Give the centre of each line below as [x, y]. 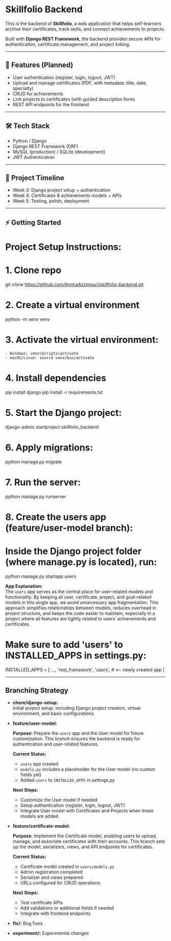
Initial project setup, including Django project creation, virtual [77, 708]
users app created [39, 764]
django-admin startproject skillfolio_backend [52, 427]
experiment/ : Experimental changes [51, 933]
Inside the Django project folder [73, 551]
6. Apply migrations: [49, 447]
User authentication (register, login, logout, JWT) [64, 77]
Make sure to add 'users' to [64, 645]
